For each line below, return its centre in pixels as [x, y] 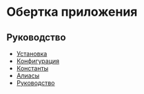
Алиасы [28, 75]
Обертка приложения [72, 12]
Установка [32, 54]
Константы [32, 68]
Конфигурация [38, 61]
